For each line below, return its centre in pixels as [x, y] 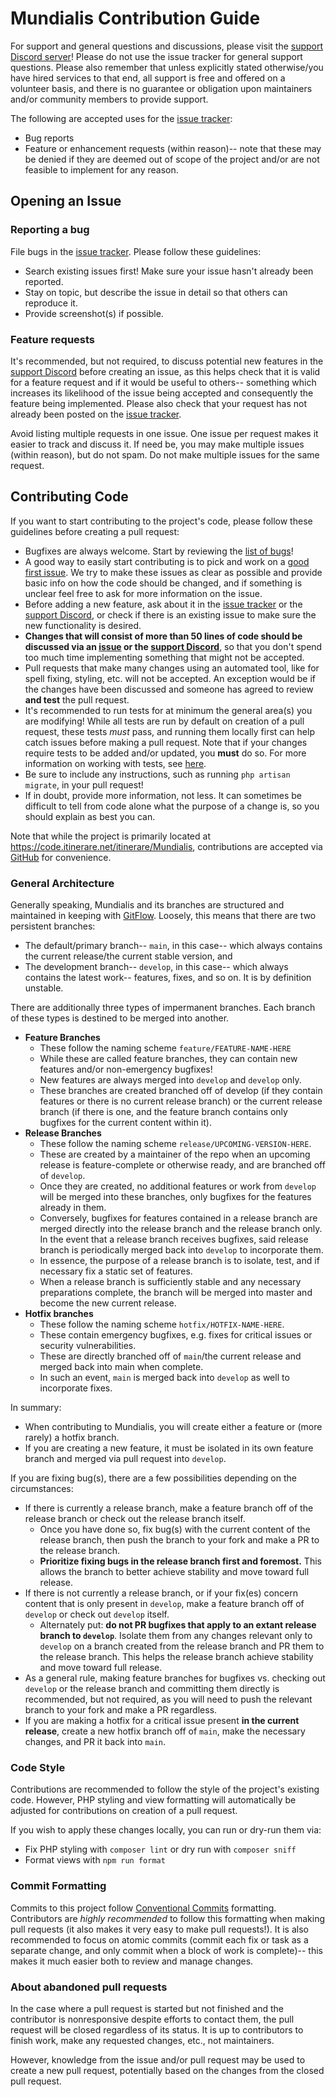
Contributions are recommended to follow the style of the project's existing [165, 1789]
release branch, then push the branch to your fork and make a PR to [179, 1540]
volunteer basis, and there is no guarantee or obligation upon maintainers [161, 88]
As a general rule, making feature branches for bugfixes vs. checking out [175, 1678]
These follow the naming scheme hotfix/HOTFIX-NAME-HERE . [162, 1324]
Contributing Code [69, 497]
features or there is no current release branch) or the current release [181, 1101]
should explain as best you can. [90, 816]
